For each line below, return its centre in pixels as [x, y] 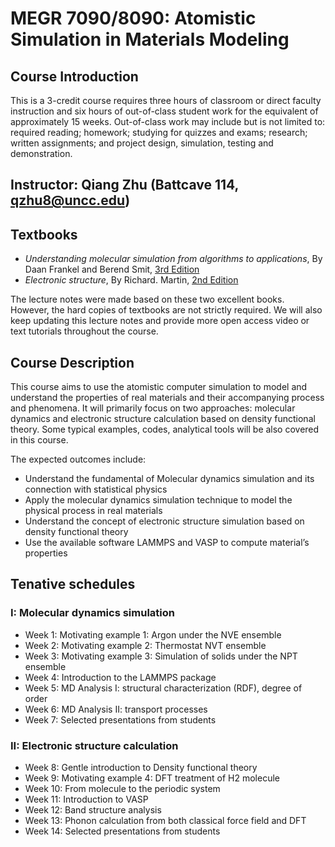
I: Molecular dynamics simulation [92, 613]
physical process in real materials [93, 511]
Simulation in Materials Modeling [150, 39]
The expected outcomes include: [78, 459]
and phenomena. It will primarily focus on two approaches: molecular [153, 408]
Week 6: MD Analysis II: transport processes [116, 709]
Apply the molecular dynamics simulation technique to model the [158, 500]
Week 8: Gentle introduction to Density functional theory [141, 767]
